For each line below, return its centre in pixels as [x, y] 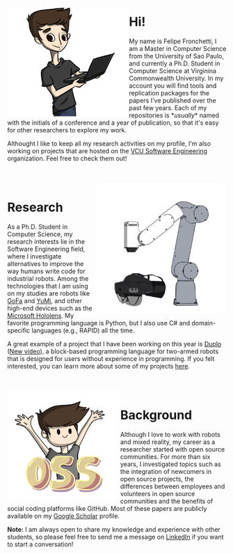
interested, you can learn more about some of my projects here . [98, 366]
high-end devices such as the [50, 308]
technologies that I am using [48, 286]
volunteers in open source [158, 493]
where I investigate [34, 256]
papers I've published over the [173, 100]
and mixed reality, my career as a [168, 442]
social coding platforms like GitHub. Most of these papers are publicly [107, 508]
